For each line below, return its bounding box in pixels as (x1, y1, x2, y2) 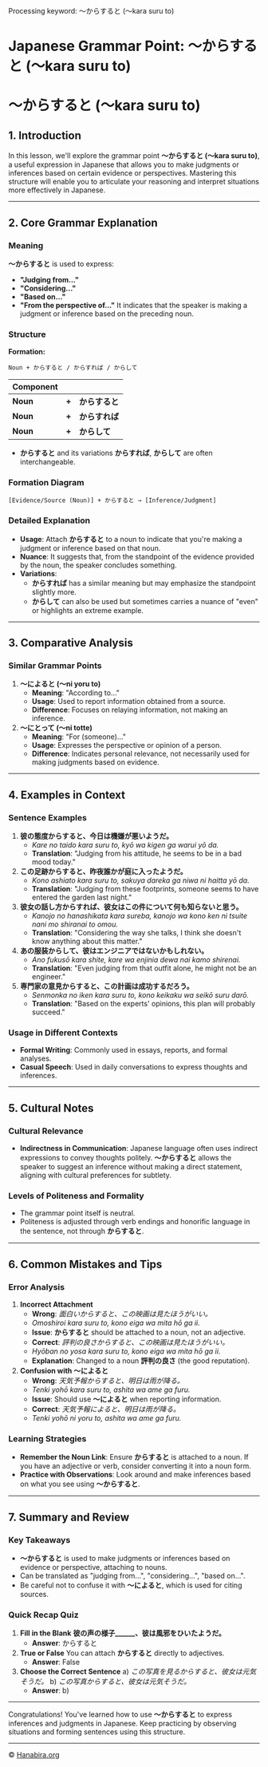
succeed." (31, 1007, 65, 1017)
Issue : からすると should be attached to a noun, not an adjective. (31, 1327, 246, 1338)
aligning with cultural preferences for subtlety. (19, 1171, 171, 1180)
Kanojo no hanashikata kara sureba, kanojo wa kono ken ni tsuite (31, 911, 248, 921)
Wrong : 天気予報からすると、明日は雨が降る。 (31, 1376, 185, 1386)
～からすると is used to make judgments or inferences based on (19, 1554, 231, 1563)
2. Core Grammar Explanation (8, 215, 158, 229)
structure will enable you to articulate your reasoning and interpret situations (8, 177, 259, 187)
